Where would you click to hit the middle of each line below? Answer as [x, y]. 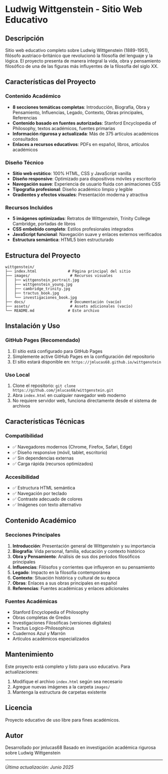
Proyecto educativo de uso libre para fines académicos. [62, 720]
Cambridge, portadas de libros [44, 224]
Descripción [24, 38]
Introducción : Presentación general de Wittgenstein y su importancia [84, 545]
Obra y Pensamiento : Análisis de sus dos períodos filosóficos [76, 556]
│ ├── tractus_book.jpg [32, 293]
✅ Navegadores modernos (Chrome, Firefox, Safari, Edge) [72, 446]
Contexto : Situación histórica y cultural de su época [66, 577]
